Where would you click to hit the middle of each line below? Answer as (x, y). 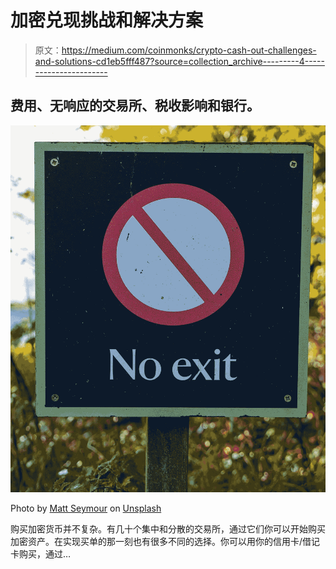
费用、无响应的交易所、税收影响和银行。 (135, 106)
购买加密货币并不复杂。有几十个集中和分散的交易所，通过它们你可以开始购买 (168, 528)
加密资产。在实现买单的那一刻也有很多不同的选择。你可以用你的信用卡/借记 (165, 541)
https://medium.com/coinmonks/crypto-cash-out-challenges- (189, 50)
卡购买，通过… (41, 553)
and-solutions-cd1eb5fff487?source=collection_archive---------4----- (179, 61)
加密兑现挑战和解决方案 (107, 20)
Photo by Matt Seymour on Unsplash (86, 508)
